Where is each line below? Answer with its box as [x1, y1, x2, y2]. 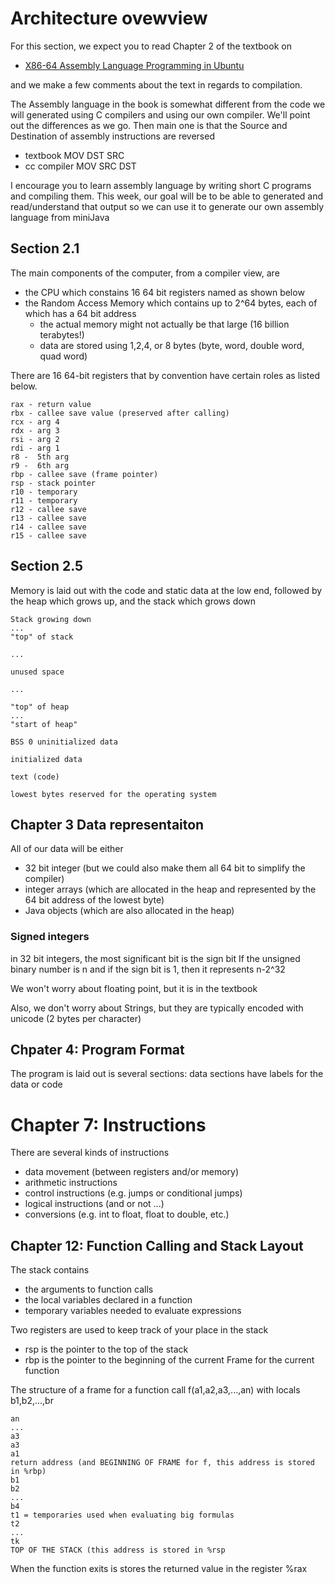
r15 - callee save [10, 530, 87, 541]
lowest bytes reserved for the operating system [10, 789, 217, 799]
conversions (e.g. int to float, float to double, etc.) [24, 1208, 230, 1221]
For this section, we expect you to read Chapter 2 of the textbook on [10, 40, 292, 52]
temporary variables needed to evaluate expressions [24, 1305, 242, 1317]
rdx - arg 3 [10, 425, 60, 436]
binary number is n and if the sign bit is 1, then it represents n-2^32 [10, 963, 286, 975]
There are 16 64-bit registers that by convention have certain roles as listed [10, 369, 320, 381]
